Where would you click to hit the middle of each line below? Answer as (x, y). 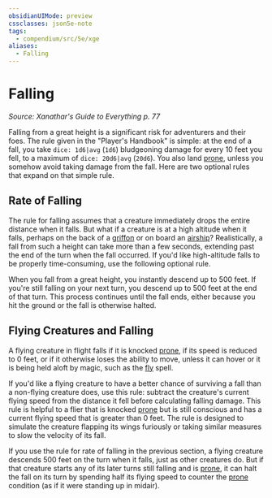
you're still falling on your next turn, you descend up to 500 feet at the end (133, 288)
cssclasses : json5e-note (50, 24)
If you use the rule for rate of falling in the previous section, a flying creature (136, 451)
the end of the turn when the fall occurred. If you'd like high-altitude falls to (134, 255)
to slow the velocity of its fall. (57, 435)
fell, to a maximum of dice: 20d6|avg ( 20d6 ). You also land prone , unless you (136, 158)
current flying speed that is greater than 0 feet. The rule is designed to (126, 418)
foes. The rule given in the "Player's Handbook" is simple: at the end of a (130, 141)
